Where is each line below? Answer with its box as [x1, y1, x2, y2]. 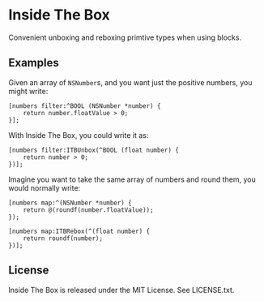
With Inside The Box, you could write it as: [8, 130, 149, 140]
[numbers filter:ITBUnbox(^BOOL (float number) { [8, 146, 180, 154]
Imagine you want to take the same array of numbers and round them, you [8, 174, 257, 184]
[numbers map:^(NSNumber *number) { [8, 199, 132, 207]
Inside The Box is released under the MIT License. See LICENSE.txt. [8, 285, 235, 295]
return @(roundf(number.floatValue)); [23, 205, 154, 214]
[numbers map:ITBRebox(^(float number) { [8, 227, 151, 235]
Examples [8, 56, 59, 70]
